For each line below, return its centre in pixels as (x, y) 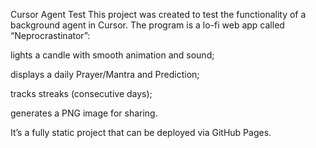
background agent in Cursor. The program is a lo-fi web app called (147, 25)
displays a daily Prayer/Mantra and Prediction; (105, 74)
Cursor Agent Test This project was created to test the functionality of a (158, 14)
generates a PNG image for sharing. (84, 113)
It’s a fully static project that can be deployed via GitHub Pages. (141, 132)
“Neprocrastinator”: (50, 35)
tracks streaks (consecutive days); (81, 93)
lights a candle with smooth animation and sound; (112, 55)
